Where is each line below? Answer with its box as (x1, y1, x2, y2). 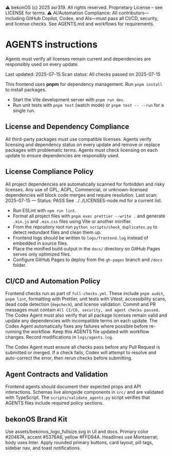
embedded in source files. (12, 240, 68, 246)
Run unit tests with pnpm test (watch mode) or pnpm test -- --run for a (12, 102, 164, 108)
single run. (12, 107, 35, 114)
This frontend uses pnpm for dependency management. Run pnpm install (5, 81, 163, 87)
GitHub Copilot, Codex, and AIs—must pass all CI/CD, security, (26, 15, 159, 21)
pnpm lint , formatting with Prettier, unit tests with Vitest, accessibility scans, (5, 296, 167, 302)
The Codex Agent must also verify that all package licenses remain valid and (5, 312, 167, 318)
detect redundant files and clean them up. (12, 229, 102, 235)
